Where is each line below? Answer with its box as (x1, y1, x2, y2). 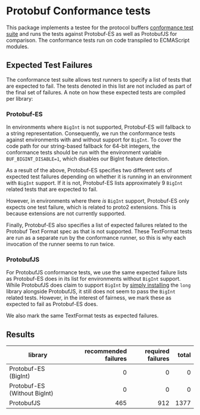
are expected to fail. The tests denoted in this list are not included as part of (6, 82, 192, 89)
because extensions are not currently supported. (6, 210, 126, 217)
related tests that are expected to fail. (6, 186, 98, 193)
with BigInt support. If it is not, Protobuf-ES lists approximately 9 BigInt (6, 179, 183, 187)
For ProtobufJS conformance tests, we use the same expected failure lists (6, 269, 187, 276)
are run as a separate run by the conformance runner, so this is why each (6, 234, 186, 241)
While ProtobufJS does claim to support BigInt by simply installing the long (6, 281, 191, 289)
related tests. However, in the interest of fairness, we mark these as (6, 294, 171, 302)
